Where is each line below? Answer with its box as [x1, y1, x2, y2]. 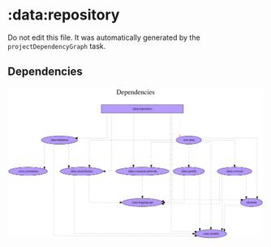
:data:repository [7, 6, 120, 24]
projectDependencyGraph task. [7, 41, 106, 50]
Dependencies [7, 65, 83, 79]
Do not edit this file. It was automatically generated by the [7, 32, 200, 42]
